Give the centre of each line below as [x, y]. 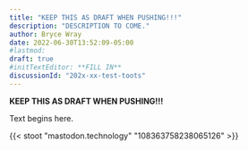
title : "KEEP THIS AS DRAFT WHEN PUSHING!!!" [95, 17]
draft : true [31, 59]
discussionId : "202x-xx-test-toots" [77, 76]
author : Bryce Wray [46, 34]
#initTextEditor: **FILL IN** [66, 68]
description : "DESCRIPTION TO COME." [80, 26]
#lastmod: [28, 51]
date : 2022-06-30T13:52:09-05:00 [72, 42]
